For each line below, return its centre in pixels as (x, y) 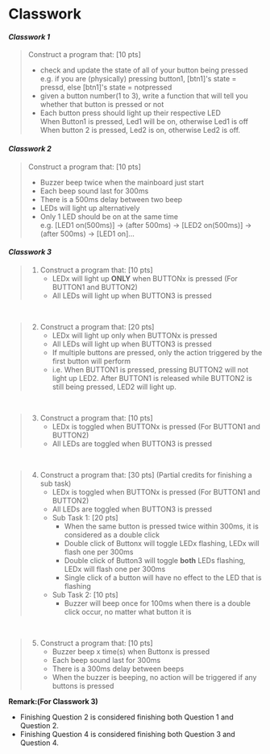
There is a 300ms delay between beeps (118, 669)
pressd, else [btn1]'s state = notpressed (106, 87)
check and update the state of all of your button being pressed (144, 70)
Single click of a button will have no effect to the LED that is (163, 578)
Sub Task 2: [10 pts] (85, 594)
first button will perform (91, 361)
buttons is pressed (83, 686)
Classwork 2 (30, 148)
